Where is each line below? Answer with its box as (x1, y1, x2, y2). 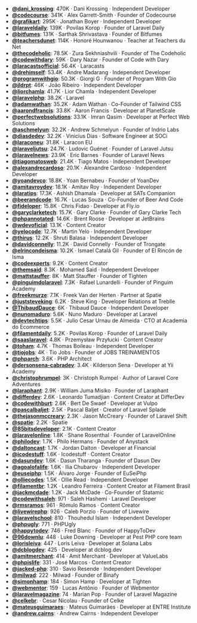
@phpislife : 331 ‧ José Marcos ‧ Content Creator (11, 559, 132, 565)
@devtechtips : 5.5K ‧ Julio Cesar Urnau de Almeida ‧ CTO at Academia (11, 317, 187, 324)
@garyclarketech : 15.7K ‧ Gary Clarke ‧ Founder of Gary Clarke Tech (11, 209, 181, 216)
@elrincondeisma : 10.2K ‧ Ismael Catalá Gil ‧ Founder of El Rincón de (11, 247, 183, 254)
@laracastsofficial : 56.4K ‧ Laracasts (11, 62, 104, 69)
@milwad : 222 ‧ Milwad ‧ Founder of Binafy (11, 571, 119, 579)
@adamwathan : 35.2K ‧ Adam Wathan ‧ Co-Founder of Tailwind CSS (11, 101, 181, 107)
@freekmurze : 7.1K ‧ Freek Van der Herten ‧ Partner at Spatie (11, 292, 162, 298)
